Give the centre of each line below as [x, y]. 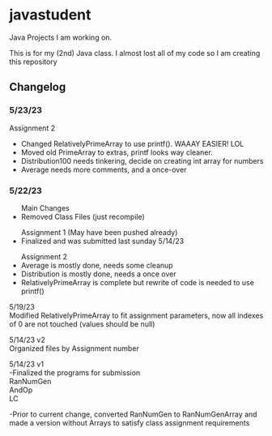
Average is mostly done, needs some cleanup [97, 265]
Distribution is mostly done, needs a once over [98, 274]
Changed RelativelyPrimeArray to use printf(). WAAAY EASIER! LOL [132, 143]
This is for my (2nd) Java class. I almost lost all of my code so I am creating [135, 53]
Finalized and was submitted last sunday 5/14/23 [102, 241]
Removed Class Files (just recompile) [83, 216]
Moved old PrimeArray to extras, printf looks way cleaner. [117, 152]
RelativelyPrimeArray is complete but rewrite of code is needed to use [137, 282]
